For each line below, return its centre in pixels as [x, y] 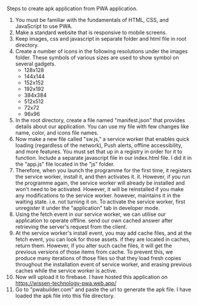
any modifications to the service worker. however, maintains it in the [98, 195]
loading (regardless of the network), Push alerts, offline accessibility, [99, 145]
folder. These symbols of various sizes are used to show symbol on [97, 58]
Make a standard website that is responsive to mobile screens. [91, 32]
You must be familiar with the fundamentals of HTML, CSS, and [92, 20]
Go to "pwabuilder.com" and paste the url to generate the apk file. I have [103, 289]
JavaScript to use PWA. [44, 26]
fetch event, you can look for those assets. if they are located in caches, [103, 239]
